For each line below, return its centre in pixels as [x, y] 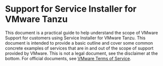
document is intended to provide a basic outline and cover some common [79, 43]
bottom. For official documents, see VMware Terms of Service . [68, 58]
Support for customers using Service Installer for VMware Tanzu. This [75, 38]
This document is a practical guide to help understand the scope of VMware [82, 33]
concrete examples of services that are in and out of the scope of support [79, 48]
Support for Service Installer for [71, 9]
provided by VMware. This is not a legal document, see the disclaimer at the [81, 53]
